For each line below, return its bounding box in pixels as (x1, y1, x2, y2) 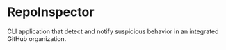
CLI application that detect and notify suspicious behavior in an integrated (7, 27, 219, 35)
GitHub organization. (7, 34, 67, 42)
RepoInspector (7, 4, 95, 20)
